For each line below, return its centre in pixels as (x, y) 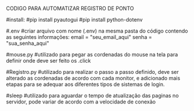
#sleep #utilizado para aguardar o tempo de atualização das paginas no (93, 96)
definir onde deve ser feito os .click (49, 61)
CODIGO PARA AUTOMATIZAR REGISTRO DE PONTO (70, 8)
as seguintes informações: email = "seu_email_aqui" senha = (79, 37)
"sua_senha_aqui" (28, 43)
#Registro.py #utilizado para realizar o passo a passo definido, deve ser (93, 72)
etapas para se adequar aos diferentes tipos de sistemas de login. (85, 84)
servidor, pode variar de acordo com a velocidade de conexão (81, 102)
